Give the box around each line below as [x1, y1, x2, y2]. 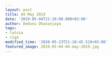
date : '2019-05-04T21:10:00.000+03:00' [5, 16, 88, 21]
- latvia [5, 30, 23, 35]
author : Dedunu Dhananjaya [5, 21, 61, 26]
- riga [5, 35, 19, 40]
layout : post [5, 7, 32, 12]
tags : [5, 26, 16, 31]
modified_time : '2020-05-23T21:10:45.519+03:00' [5, 40, 108, 45]
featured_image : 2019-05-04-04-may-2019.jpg [5, 44, 99, 49]
